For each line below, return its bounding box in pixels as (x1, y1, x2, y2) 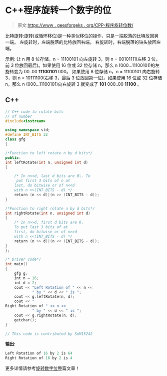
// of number (5, 114, 32, 119)
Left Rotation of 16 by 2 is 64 (5, 351, 72, 356)
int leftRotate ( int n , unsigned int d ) (5, 160, 88, 165)
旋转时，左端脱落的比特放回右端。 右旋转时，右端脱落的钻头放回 (23, 39, 156, 45)
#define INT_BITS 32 (5, 132, 48, 137)
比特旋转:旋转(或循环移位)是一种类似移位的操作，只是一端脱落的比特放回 (5, 33, 154, 39)
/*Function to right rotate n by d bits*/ (5, 206, 95, 211)
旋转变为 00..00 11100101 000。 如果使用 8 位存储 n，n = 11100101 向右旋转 (5, 68, 160, 74)
